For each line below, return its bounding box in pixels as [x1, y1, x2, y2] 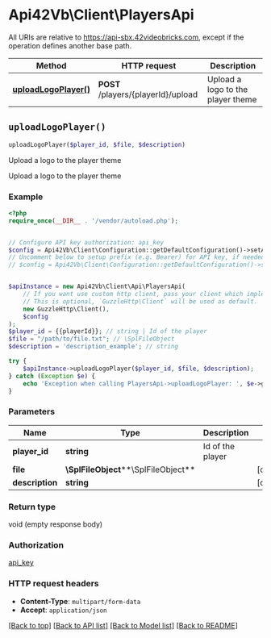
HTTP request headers [8, 578, 99, 590]
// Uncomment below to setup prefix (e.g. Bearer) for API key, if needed [8, 253, 265, 261]
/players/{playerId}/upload [98, 89, 198, 100]
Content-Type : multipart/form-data [19, 596, 141, 606]
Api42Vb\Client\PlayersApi [8, 6, 195, 24]
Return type [8, 501, 56, 512]
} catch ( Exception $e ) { [8, 372, 95, 380]
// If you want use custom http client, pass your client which [23, 290, 244, 298]
